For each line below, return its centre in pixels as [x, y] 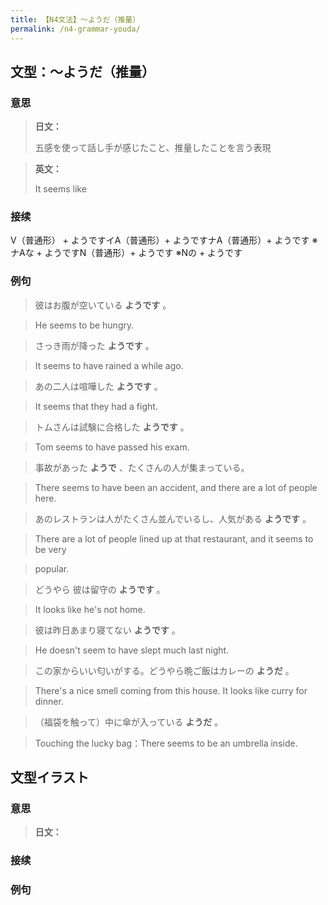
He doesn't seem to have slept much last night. [132, 650]
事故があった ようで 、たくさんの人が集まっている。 [142, 467]
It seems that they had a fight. [96, 406]
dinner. [49, 701]
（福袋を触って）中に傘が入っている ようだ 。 [129, 722]
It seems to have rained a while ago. [109, 365]
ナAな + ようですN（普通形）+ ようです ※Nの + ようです [126, 253]
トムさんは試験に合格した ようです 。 [112, 427]
